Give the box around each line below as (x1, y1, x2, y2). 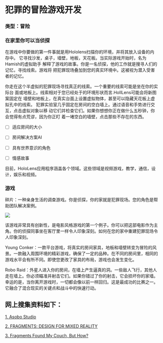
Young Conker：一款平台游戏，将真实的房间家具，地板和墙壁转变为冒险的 (5, 244, 153, 250)
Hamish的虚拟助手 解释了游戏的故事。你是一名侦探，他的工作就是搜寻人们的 (5, 61, 158, 67)
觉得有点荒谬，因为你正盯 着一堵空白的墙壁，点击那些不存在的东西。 (9, 114, 147, 120)
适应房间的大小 (12, 124, 42, 130)
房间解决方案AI (12, 134, 42, 140)
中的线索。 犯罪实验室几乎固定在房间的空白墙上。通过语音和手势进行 (13, 102, 151, 108)
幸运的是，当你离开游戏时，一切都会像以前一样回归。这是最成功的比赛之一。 (5, 279, 158, 285)
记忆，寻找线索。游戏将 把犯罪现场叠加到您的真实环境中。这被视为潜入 (5, 67, 147, 73)
